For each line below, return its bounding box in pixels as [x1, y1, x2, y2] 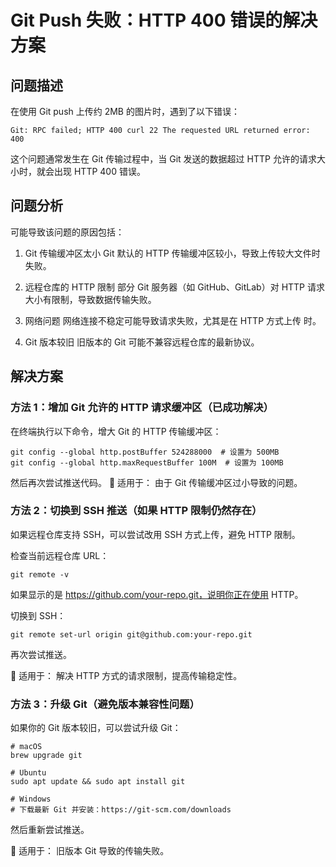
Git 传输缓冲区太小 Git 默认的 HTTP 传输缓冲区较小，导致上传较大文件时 [24, 247, 321, 259]
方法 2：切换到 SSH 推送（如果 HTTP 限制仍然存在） [10, 504, 263, 518]
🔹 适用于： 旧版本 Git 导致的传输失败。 [10, 845, 170, 857]
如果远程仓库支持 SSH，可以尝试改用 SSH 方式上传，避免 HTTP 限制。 [10, 528, 301, 540]
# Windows [10, 794, 52, 805]
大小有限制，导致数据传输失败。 [24, 293, 157, 305]
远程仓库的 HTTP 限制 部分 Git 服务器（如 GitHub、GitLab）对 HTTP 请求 [24, 281, 325, 293]
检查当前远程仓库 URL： [10, 549, 110, 561]
